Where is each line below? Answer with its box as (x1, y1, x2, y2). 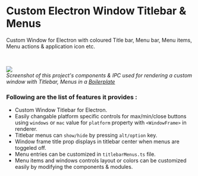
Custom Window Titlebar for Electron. (14, 106, 108, 114)
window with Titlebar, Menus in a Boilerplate (6, 78, 115, 85)
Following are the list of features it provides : (6, 93, 138, 101)
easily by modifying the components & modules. (14, 164, 133, 171)
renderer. (14, 125, 37, 133)
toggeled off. (14, 144, 46, 152)
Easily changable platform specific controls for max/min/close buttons (14, 113, 187, 120)
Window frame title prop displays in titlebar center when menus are (14, 138, 180, 145)
